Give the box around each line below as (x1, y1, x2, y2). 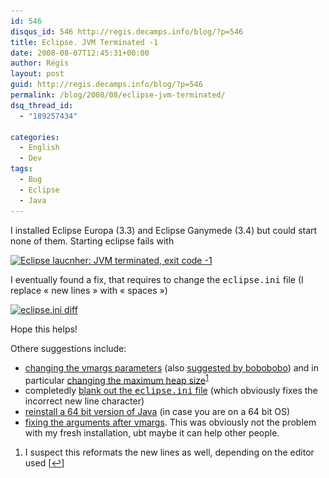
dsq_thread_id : (10, 100, 74, 110)
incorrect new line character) (24, 395, 145, 407)
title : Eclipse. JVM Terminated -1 (10, 37, 159, 47)
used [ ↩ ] (24, 457, 65, 469)
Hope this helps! (10, 323, 78, 335)
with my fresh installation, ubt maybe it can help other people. (24, 427, 280, 439)
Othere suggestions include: (10, 342, 127, 354)
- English (19, 143, 60, 153)
